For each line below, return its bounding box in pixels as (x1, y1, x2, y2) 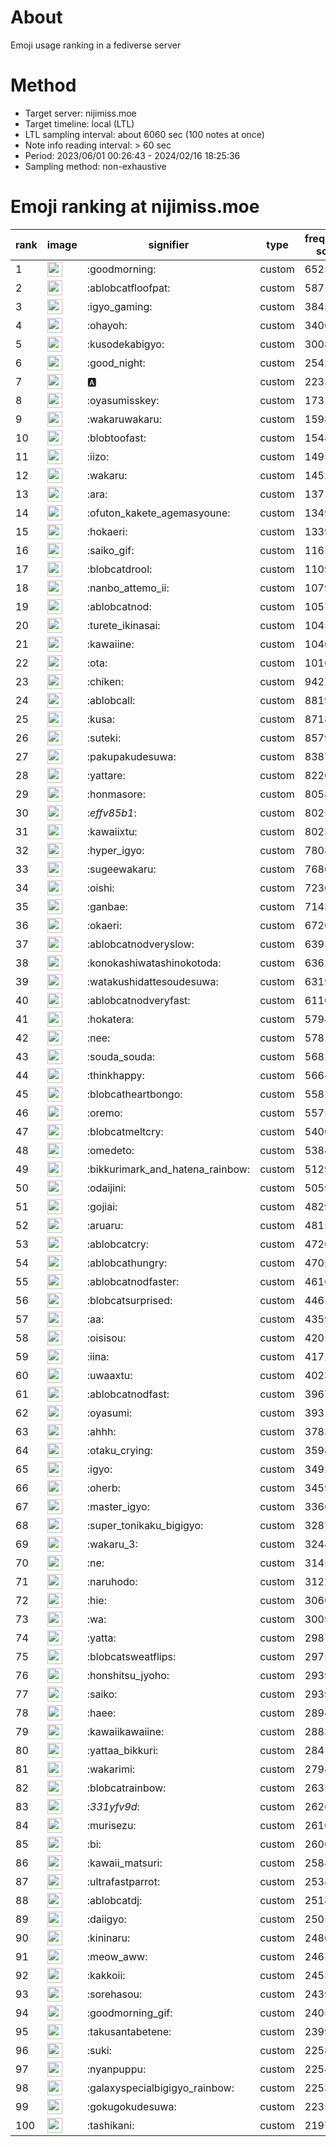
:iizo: (86, 449, 110, 463)
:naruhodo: (86, 1574, 138, 1588)
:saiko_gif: (86, 543, 135, 557)
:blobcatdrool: (86, 562, 153, 576)
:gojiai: (86, 1199, 118, 1213)
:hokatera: (86, 1012, 135, 1026)
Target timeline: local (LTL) (24, 117, 135, 130)
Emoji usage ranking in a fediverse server (10, 39, 182, 51)
